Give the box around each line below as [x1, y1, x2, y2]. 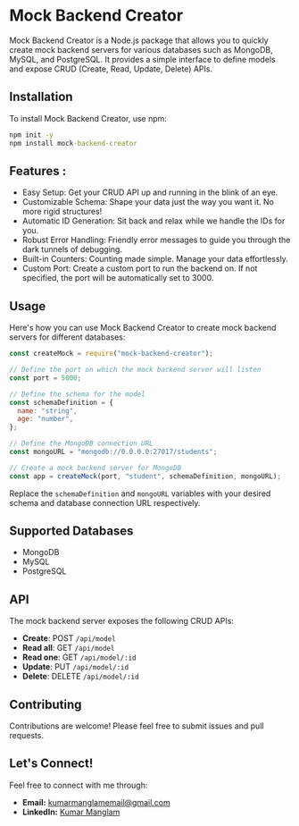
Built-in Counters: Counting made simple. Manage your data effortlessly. [21, 254, 288, 265]
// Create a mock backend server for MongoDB [9, 463, 181, 472]
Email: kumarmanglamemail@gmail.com [21, 796, 171, 807]
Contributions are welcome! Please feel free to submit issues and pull [9, 721, 264, 731]
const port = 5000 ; [9, 373, 82, 383]
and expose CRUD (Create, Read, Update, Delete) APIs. [9, 63, 212, 74]
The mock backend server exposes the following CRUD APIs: [9, 616, 235, 627]
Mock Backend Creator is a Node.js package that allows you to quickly [9, 35, 270, 46]
